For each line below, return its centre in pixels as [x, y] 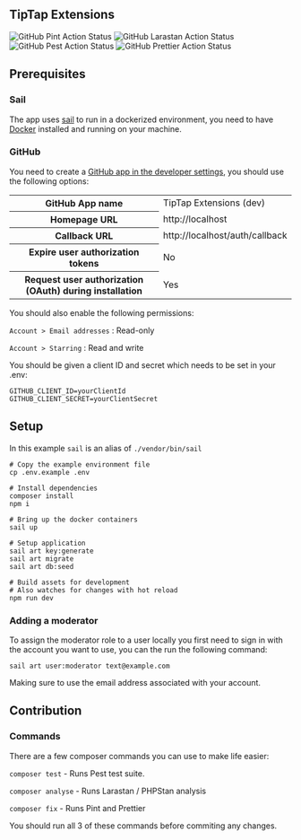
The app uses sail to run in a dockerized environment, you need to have [142, 119]
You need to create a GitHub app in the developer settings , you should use [147, 171]
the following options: [49, 181]
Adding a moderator [54, 620]
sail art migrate [42, 559]
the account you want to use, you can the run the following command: [138, 649]
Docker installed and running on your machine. [95, 128]
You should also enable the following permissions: [102, 312]
